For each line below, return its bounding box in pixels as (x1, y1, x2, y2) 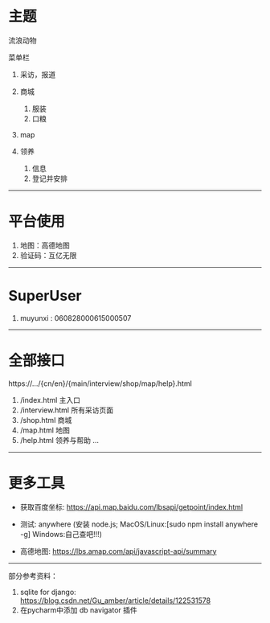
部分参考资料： (8, 571, 58, 580)
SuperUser (8, 287, 82, 305)
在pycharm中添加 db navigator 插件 (19, 605, 138, 615)
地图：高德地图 (19, 240, 70, 250)
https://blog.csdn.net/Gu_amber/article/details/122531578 (19, 596, 211, 605)
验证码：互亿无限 (19, 250, 77, 260)
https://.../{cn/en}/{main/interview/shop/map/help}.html (8, 379, 193, 388)
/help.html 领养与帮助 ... (19, 435, 99, 445)
